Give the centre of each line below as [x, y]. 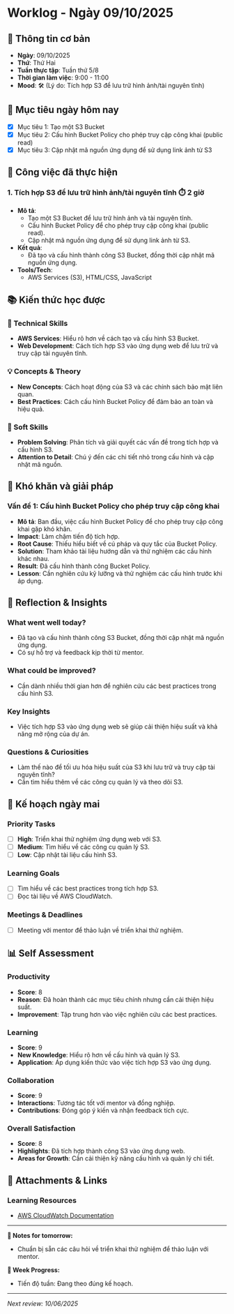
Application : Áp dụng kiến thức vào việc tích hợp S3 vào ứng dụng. [114, 1062]
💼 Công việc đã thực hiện [63, 172]
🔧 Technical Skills [38, 323]
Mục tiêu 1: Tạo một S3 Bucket [61, 126]
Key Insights [29, 711]
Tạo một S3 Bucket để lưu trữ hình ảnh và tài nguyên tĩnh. [110, 218]
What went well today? [47, 622]
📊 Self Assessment [50, 954]
